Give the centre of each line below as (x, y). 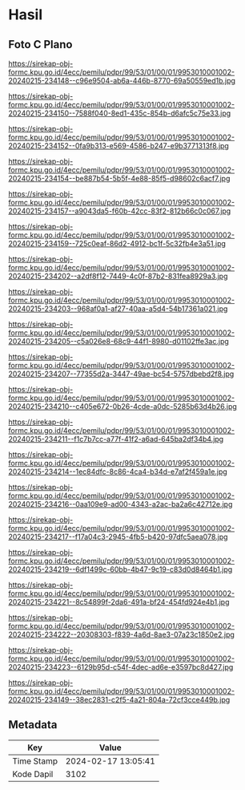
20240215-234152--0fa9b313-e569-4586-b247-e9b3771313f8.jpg (119, 146)
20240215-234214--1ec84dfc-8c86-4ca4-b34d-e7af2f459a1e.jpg (118, 472)
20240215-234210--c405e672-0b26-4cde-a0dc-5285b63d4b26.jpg (123, 406)
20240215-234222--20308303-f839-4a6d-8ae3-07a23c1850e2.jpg (121, 634)
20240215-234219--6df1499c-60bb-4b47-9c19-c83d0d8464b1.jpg (120, 569)
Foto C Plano (40, 45)
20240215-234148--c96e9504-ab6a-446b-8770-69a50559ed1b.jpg (122, 81)
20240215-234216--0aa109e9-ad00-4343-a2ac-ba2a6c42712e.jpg (120, 504)
